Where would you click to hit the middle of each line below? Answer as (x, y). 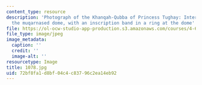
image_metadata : (26, 40)
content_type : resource (36, 12)
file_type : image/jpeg (35, 34)
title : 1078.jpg (26, 67)
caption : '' (27, 45)
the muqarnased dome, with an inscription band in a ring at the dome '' (105, 23)
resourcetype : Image (32, 62)
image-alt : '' (29, 56)
